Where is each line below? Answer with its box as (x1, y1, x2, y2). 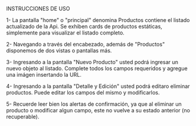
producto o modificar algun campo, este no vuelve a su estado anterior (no (6, 107, 191, 114)
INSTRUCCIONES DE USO (6, 5, 70, 12)
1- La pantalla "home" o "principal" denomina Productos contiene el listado (6, 17, 190, 23)
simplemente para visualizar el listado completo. (6, 29, 125, 36)
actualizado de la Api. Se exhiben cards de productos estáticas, (6, 23, 163, 30)
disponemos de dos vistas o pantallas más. (6, 47, 112, 54)
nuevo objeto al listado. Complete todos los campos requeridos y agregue (6, 65, 188, 72)
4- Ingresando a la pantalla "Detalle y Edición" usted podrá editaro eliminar (6, 83, 190, 90)
